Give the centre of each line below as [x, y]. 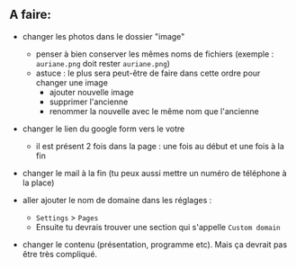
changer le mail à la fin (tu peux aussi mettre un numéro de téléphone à [154, 173]
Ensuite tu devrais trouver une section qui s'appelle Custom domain [158, 227]
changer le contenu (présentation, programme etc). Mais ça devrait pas [155, 244]
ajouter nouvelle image [91, 92]
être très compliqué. [59, 254]
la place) [38, 183]
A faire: [31, 15]
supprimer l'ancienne [89, 102]
